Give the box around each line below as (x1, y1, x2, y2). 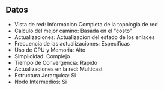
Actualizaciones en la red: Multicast (14, 65, 103, 73)
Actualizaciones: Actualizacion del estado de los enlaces (14, 33, 155, 41)
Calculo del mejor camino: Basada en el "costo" (14, 27, 133, 34)
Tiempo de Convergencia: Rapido (14, 59, 97, 66)
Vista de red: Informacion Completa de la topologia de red (14, 20, 159, 28)
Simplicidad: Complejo (14, 52, 70, 59)
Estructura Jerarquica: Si (14, 71, 76, 79)
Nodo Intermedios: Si (14, 78, 67, 85)
